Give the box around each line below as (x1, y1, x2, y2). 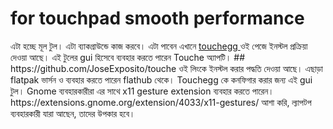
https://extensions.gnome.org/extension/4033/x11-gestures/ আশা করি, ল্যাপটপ (10, 96, 312, 108)
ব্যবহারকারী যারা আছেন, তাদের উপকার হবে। (10, 107, 136, 119)
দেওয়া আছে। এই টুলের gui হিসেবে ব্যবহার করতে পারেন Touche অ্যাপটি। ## (10, 51, 246, 63)
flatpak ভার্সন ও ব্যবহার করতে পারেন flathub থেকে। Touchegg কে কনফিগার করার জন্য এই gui (10, 73, 313, 86)
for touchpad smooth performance (10, 7, 305, 30)
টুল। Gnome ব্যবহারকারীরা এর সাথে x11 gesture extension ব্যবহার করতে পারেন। (10, 85, 275, 97)
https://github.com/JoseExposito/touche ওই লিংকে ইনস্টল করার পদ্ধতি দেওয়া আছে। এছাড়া (10, 62, 323, 74)
